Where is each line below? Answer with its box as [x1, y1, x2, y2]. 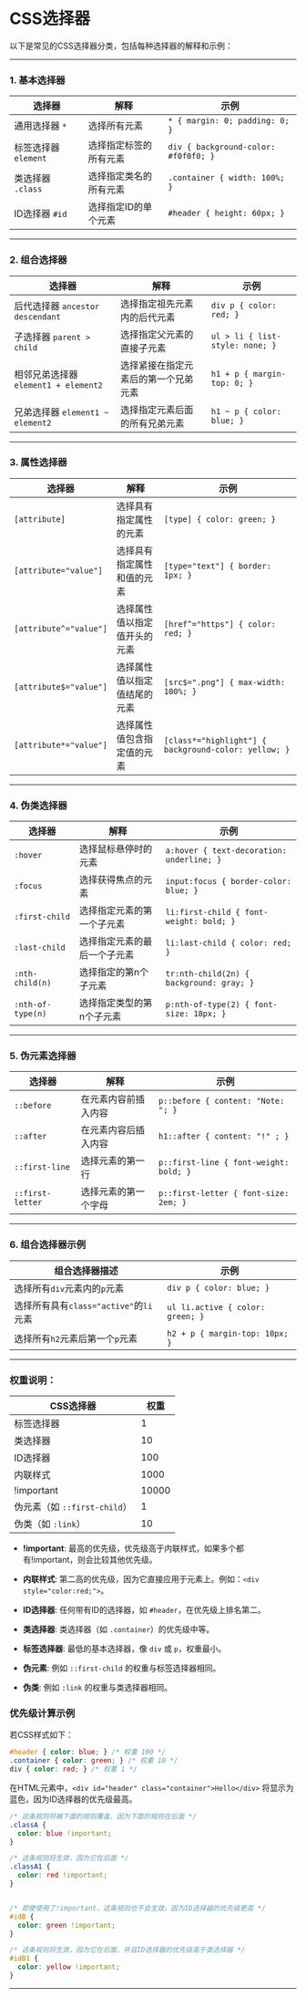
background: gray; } [165, 978, 255, 988]
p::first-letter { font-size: [158, 1188, 290, 1199]
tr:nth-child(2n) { [165, 969, 250, 979]
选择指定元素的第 [78, 904, 153, 917]
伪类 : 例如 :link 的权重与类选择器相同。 [22, 1682, 173, 1693]
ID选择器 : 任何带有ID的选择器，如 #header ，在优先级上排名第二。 [22, 1605, 266, 1616]
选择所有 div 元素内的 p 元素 [14, 1282, 125, 1295]
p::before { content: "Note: [158, 1096, 285, 1107]
